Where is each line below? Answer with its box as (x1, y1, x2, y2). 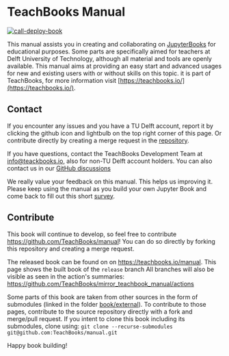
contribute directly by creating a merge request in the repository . (7, 136, 189, 144)
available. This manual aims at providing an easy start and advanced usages (7, 62, 222, 70)
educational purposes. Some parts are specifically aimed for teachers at (7, 47, 211, 55)
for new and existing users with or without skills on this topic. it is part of (7, 69, 211, 77)
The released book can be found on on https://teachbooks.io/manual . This (7, 257, 217, 266)
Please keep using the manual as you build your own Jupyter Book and (7, 184, 207, 192)
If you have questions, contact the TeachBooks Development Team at (7, 149, 203, 157)
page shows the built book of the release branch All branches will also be (7, 265, 215, 273)
